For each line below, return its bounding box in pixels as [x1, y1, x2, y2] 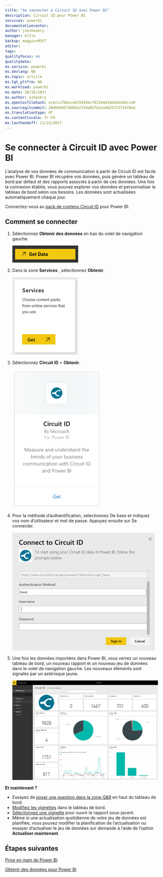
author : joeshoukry [5, 28, 45, 34]
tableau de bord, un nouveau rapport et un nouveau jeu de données [12, 660, 148, 666]
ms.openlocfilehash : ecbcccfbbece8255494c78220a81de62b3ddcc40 [5, 100, 136, 105]
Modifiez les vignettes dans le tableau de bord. [12, 804, 106, 810]
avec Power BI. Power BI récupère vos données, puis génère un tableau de [5, 173, 155, 179]
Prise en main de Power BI [5, 857, 58, 863]
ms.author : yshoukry [5, 95, 47, 100]
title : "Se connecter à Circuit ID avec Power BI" [5, 8, 110, 13]
